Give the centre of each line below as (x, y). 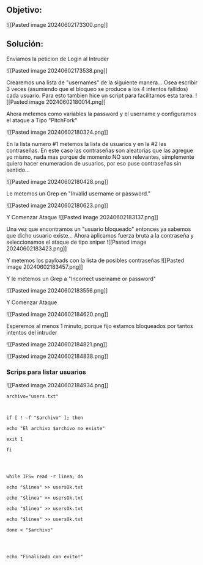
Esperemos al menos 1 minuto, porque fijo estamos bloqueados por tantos (100, 326)
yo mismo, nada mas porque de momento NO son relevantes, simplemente (100, 157)
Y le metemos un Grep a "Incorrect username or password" (81, 279)
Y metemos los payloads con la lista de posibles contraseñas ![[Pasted (95, 260)
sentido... (18, 170)
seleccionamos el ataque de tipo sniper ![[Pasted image (76, 242)
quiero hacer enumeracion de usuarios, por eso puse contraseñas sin (94, 163)
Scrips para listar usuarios (46, 372)
